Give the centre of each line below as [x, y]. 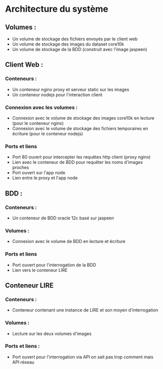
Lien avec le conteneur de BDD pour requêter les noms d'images [77, 162]
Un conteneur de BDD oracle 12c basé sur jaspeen [63, 218]
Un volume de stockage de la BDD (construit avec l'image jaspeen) [80, 49]
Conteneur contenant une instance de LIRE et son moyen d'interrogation [85, 310]
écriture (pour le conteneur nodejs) [47, 133]
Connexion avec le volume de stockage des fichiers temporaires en [80, 128]
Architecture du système [57, 9]
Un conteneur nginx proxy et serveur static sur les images [71, 89]
